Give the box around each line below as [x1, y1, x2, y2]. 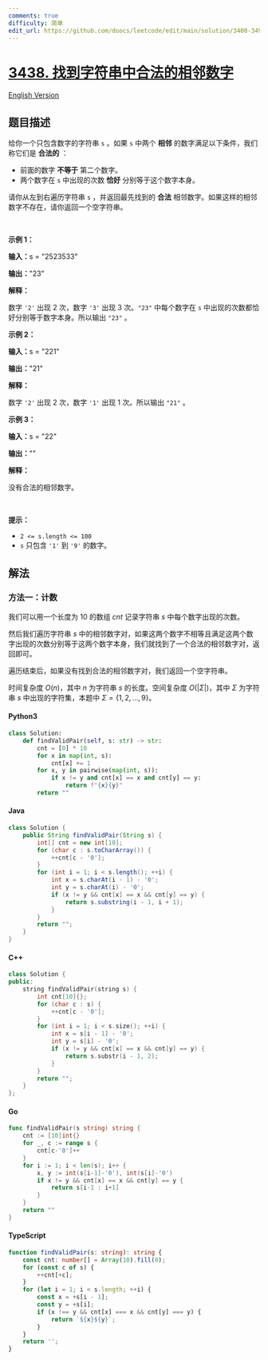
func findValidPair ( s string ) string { [8, 1124, 141, 1132]
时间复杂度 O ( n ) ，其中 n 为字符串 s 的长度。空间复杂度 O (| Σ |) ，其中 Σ [8, 683, 238, 692]
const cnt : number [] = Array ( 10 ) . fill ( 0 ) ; [22, 1256, 166, 1264]
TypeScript [8, 1230, 46, 1240]
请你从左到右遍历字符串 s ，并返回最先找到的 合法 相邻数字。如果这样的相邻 [8, 193, 258, 202]
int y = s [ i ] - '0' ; [50, 1037, 120, 1046]
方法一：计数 [8, 592, 58, 604]
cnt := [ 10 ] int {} [22, 1132, 81, 1140]
